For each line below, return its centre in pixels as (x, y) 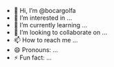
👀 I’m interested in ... (43, 18)
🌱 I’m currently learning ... (50, 25)
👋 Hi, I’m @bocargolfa (45, 11)
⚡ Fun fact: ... (32, 57)
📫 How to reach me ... (46, 40)
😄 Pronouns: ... (36, 50)
